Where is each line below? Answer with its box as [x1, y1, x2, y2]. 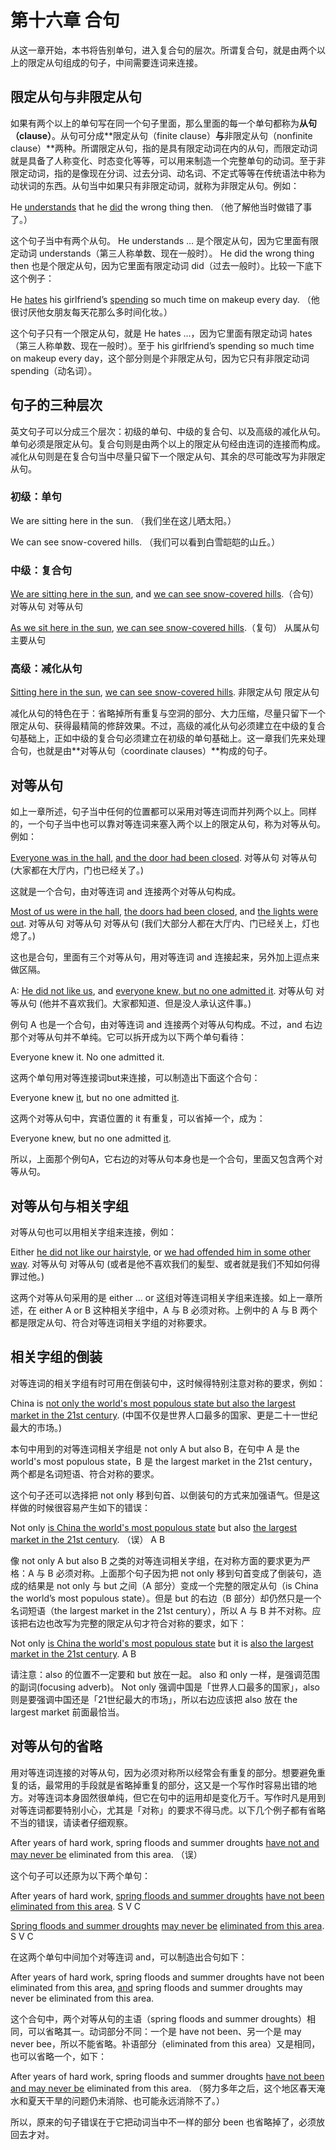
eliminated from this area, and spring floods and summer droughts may [10, 1981, 303, 1993]
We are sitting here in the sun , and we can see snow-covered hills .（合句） [10, 588, 320, 600]
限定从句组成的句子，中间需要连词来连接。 [27, 56, 203, 68]
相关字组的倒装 [10, 1349, 103, 1366]
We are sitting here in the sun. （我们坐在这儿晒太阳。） [10, 514, 237, 526]
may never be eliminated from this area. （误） [10, 1848, 203, 1860]
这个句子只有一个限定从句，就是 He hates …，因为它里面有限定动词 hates [10, 327, 313, 339]
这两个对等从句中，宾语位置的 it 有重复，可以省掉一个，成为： [10, 1112, 266, 1125]
